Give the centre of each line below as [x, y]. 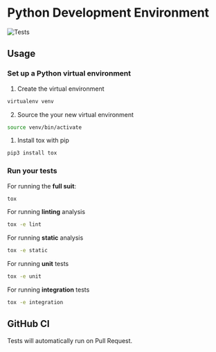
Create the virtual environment [61, 89]
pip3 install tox [32, 153]
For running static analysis [45, 238]
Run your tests [32, 171]
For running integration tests [48, 290]
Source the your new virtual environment [75, 114]
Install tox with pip [43, 141]
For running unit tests [38, 264]
